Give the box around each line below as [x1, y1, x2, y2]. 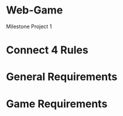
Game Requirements [6, 97, 108, 110]
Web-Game [6, 4, 63, 17]
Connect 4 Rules [6, 43, 89, 57]
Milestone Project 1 [6, 23, 52, 30]
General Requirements [6, 70, 118, 84]
